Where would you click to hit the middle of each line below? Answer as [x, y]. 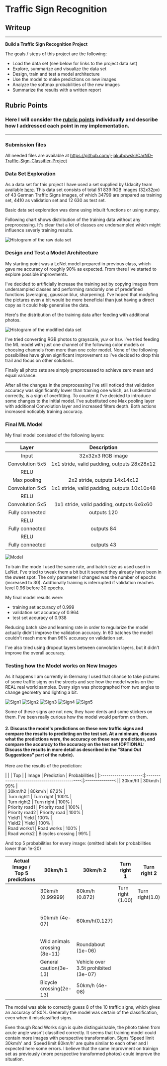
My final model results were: [34, 597]
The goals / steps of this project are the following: [56, 54]
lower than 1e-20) [23, 849]
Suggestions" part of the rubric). [40, 754]
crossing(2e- [56, 989]
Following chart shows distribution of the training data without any [73, 219]
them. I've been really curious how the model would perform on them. [77, 717]
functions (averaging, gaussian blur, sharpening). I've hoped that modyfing [82, 294]
